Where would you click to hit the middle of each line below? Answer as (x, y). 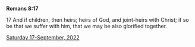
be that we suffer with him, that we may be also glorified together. (87, 26)
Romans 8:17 (22, 9)
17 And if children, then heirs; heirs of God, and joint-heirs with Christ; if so (97, 20)
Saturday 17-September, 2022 (43, 37)
